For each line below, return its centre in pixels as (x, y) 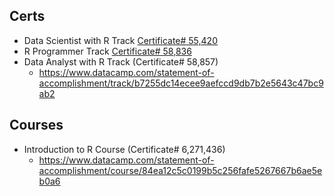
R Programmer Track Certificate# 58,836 (107, 51)
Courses (36, 125)
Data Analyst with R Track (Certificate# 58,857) (121, 61)
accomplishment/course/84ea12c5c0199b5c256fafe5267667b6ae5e (180, 170)
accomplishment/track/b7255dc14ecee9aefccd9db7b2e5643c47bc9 (181, 83)
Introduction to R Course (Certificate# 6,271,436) (124, 149)
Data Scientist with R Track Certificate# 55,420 (120, 40)
